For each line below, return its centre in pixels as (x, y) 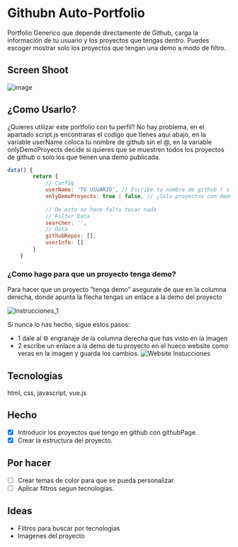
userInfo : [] (64, 243)
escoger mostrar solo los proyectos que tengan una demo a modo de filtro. (117, 48)
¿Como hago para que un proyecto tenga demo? (92, 273)
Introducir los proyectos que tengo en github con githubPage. (107, 432)
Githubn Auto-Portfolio (76, 13)
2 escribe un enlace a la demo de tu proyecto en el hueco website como (123, 346)
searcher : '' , (66, 223)
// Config (59, 183)
